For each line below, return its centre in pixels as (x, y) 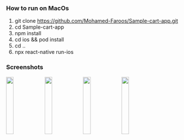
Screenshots (25, 67)
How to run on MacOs (38, 8)
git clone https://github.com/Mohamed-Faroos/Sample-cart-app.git (96, 21)
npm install (28, 33)
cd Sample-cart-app (39, 27)
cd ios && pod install (39, 40)
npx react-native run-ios (44, 52)
